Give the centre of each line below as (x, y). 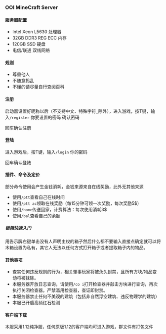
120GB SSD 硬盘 (29, 44)
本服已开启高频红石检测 (36, 303)
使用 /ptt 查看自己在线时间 (39, 197)
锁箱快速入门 (18, 228)
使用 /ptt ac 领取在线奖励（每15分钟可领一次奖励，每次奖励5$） (77, 203)
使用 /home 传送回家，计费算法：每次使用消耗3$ (60, 209)
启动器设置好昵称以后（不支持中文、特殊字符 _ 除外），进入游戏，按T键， (78, 111)
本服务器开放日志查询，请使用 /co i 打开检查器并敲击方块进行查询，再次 (85, 284)
